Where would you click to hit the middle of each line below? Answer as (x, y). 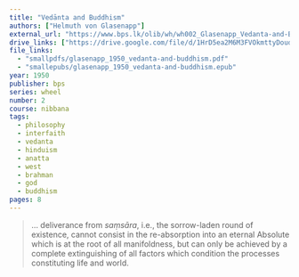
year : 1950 (29, 76)
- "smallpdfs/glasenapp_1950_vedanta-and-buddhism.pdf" (123, 59)
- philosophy (41, 126)
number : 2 (28, 100)
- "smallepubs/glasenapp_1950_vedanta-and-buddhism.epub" (127, 68)
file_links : (31, 51)
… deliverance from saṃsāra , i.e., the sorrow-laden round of (142, 224)
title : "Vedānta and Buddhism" (67, 17)
